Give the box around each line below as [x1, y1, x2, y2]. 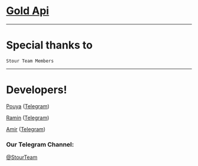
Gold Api [6, 4, 49, 18]
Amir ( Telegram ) [6, 125, 46, 132]
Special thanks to [6, 38, 93, 52]
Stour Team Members [6, 58, 54, 64]
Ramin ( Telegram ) [6, 114, 49, 121]
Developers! [6, 83, 67, 97]
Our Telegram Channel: [6, 140, 74, 148]
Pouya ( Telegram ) [6, 102, 49, 110]
